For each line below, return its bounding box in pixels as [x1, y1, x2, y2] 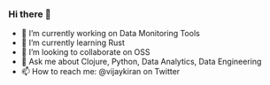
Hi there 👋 [8, 8, 52, 20]
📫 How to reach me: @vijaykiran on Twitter [20, 66, 181, 77]
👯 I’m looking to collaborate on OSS [20, 47, 151, 58]
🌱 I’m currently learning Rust [20, 37, 126, 48]
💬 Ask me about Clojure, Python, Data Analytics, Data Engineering [20, 57, 262, 67]
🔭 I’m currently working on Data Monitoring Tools [20, 28, 200, 39]
